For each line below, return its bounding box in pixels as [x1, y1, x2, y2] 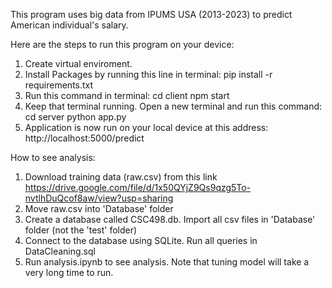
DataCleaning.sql [24, 245, 96, 257]
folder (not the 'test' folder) [24, 224, 138, 236]
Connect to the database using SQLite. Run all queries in [24, 235, 258, 246]
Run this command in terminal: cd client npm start [24, 90, 230, 101]
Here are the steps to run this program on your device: [10, 39, 235, 50]
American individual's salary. [10, 19, 129, 31]
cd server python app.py [24, 111, 127, 123]
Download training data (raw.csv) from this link [24, 171, 218, 183]
